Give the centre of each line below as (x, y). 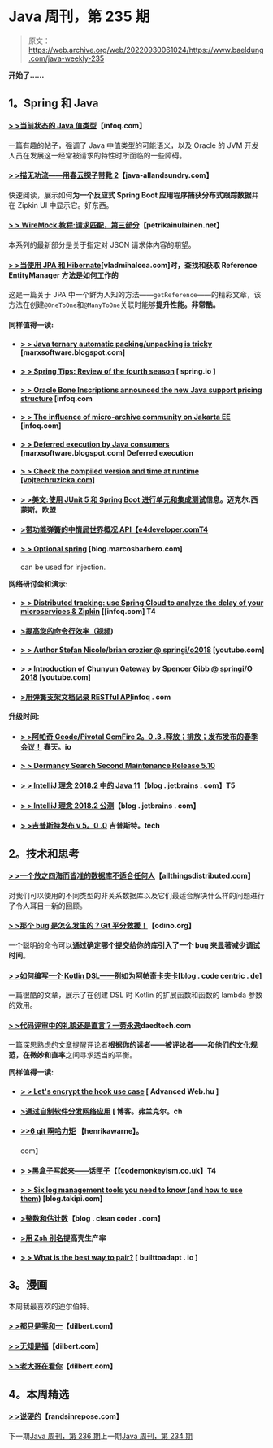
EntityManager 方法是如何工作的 (64, 275)
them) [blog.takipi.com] (61, 1199)
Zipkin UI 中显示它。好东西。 (65, 205)
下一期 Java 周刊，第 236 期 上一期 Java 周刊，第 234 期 (101, 1436)
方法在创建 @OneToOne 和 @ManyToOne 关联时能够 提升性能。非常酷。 (115, 305)
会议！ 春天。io (45, 746)
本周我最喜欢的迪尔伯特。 (51, 1306)
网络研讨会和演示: (38, 584)
